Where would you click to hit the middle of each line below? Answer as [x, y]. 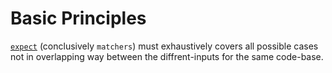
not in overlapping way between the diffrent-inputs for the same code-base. [167, 56]
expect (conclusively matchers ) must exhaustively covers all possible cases [164, 46]
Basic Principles [78, 18]
